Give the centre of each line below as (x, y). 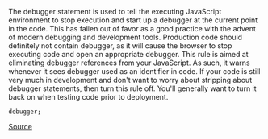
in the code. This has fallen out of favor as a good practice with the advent (132, 29)
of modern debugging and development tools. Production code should (126, 37)
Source (20, 127)
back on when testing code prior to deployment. (88, 97)
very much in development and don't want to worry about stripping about (130, 80)
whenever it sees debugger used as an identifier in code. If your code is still (134, 71)
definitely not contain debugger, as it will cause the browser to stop (120, 46)
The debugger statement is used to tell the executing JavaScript (115, 12)
